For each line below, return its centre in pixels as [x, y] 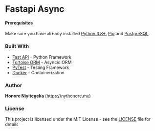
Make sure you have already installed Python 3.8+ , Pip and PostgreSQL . [77, 34]
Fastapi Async [35, 9]
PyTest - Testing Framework [41, 67]
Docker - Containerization [38, 72]
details [12, 124]
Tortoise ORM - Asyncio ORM [42, 62]
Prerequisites [19, 22]
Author [14, 85]
